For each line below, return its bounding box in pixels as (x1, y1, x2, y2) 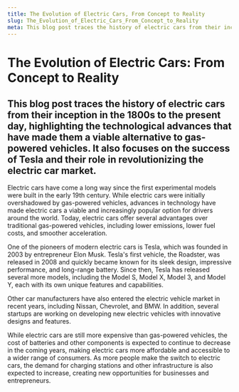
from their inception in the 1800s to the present (7, 108, 221, 121)
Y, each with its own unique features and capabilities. (7, 281, 164, 289)
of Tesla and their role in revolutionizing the (7, 153, 204, 165)
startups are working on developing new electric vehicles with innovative (7, 309, 221, 318)
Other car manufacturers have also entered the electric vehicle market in (7, 294, 221, 303)
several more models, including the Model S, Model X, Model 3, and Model (7, 273, 226, 282)
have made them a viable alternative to (7, 131, 183, 143)
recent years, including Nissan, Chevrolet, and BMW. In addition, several (7, 302, 219, 311)
